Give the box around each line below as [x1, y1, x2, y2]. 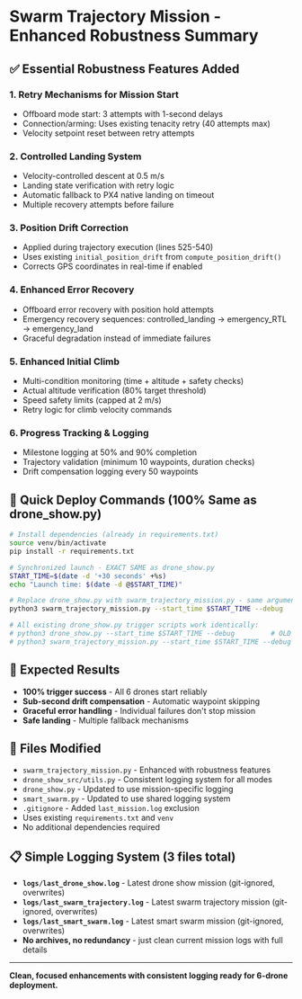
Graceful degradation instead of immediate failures [22, 333, 211, 343]
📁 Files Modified [9, 741, 102, 756]
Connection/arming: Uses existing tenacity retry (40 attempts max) [22, 118, 271, 129]
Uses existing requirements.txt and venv [22, 812, 173, 824]
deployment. [9, 980, 58, 991]
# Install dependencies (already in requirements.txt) [9, 531, 219, 540]
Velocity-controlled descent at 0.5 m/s [22, 171, 164, 182]
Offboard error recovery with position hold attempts [22, 304, 214, 315]
